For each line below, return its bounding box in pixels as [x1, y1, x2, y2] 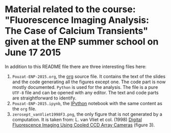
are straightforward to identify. [12, 95, 77, 101]
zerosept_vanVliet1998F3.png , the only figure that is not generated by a [12, 111, 163, 117]
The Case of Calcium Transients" [5, 25, 149, 37]
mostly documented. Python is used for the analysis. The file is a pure [12, 84, 158, 90]
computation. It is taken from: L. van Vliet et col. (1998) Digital [12, 116, 142, 122]
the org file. [12, 106, 37, 112]
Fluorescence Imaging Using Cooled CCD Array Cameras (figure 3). [12, 122, 155, 128]
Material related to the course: [5, 4, 136, 15]
